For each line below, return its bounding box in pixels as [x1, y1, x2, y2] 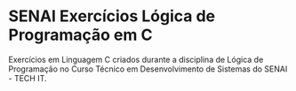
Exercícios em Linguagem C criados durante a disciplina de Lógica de [8, 54, 264, 64]
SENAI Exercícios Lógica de [8, 6, 216, 27]
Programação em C [8, 25, 153, 45]
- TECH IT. [8, 72, 47, 83]
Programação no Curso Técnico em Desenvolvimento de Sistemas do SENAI [8, 64, 288, 74]
